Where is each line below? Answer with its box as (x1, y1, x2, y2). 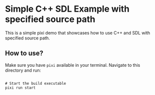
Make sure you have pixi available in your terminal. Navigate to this (5, 62, 140, 68)
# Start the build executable (5, 81, 67, 86)
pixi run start (5, 85, 36, 90)
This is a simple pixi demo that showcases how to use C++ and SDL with (5, 30, 151, 36)
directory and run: (5, 67, 41, 73)
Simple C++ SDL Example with (5, 3, 130, 15)
